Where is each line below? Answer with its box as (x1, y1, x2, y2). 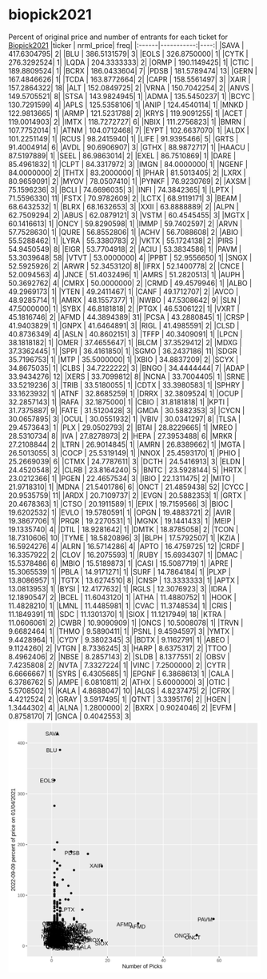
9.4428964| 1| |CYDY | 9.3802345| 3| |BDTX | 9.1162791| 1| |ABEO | (8, 635, 230, 644)
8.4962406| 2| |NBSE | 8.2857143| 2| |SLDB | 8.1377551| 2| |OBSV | (8, 651, 230, 661)
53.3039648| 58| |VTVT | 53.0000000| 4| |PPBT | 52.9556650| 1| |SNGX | (8, 253, 253, 262)
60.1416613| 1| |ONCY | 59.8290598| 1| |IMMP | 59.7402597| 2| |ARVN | (8, 218, 242, 229)
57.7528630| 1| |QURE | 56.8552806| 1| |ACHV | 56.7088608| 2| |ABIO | (8, 227, 243, 237)
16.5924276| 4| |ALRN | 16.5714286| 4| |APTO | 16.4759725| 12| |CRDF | (8, 541, 245, 551)
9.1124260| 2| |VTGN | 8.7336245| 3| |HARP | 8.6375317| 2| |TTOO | (8, 643, 232, 653)
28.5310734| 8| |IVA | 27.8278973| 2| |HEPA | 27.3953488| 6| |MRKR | (8, 431, 237, 440)
